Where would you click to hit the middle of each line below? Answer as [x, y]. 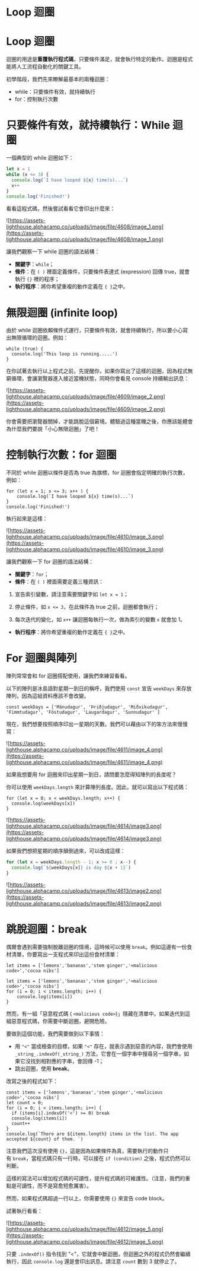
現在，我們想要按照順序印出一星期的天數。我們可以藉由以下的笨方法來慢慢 [97, 724]
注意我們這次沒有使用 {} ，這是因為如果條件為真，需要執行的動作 [85, 1151]
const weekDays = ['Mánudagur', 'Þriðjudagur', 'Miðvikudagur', [87, 707]
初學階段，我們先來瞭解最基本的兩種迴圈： [58, 79]
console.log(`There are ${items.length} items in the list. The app [92, 1134]
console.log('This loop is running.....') [65, 354]
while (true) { [25, 349]
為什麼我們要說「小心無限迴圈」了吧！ [53, 429]
